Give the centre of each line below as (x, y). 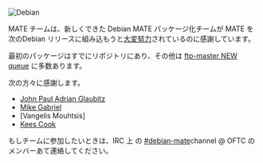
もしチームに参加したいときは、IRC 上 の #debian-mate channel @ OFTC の (131, 141)
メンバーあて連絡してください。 (61, 151)
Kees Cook (37, 124)
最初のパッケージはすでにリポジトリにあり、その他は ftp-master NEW (123, 56)
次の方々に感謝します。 (47, 83)
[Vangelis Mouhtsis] (53, 115)
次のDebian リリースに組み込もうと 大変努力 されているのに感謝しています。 (131, 39)
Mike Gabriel (41, 107)
